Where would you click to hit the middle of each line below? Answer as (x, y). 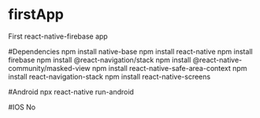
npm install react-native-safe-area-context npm (169, 68)
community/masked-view (49, 68)
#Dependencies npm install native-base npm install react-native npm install (131, 51)
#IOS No (22, 107)
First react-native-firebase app (58, 36)
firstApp (36, 15)
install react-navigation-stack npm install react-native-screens (110, 76)
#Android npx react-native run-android (71, 91)
